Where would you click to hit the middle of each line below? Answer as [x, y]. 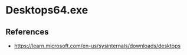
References [27, 32]
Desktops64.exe [47, 10]
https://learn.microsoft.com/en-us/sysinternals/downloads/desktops [97, 46]
